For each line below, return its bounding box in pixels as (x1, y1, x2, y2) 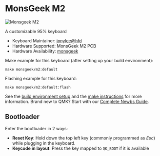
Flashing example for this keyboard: (5, 75, 77, 81)
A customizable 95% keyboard (5, 28, 67, 34)
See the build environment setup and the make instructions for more (5, 93, 142, 99)
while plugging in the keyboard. (12, 140, 76, 146)
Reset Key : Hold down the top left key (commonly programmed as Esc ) (12, 135, 155, 141)
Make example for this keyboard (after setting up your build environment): (5, 57, 154, 63)
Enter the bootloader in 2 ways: (5, 125, 68, 131)
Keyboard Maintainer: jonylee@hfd (12, 37, 82, 44)
